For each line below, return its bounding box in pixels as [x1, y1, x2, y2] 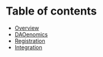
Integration [14, 44, 42, 51]
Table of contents [6, 4, 97, 18]
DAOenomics [14, 30, 48, 38]
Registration [14, 37, 45, 44]
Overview [14, 24, 39, 32]
